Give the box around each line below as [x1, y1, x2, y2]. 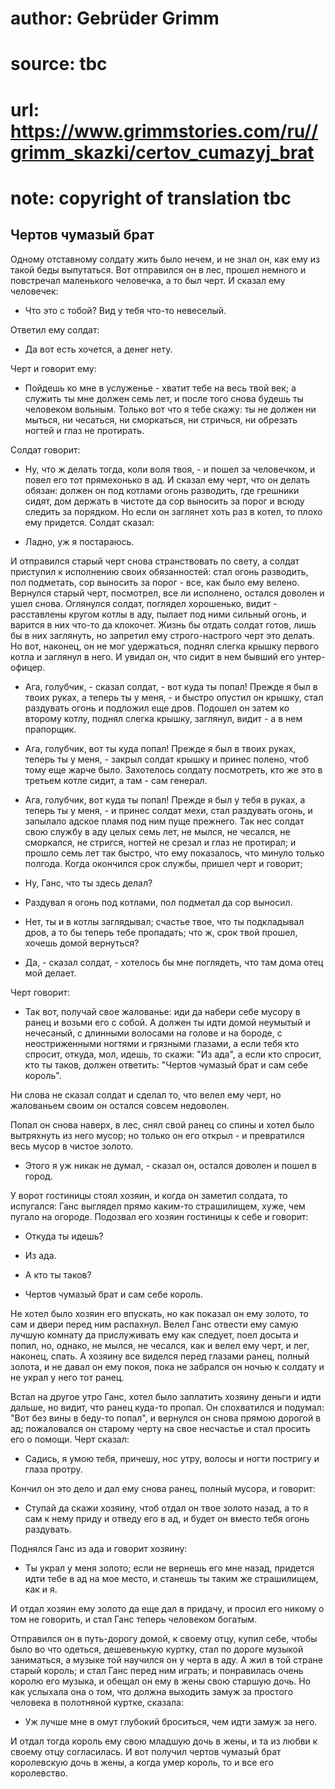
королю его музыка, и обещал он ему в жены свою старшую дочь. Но [10, 1675, 312, 1687]
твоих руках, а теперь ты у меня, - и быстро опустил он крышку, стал [24, 691, 324, 703]
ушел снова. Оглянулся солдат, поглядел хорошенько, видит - [10, 597, 278, 609]
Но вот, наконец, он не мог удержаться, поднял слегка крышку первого [10, 640, 320, 652]
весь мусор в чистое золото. [10, 1140, 134, 1152]
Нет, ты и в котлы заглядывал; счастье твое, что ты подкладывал [24, 915, 305, 927]
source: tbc [10, 53, 108, 76]
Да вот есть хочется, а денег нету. [24, 343, 173, 355]
